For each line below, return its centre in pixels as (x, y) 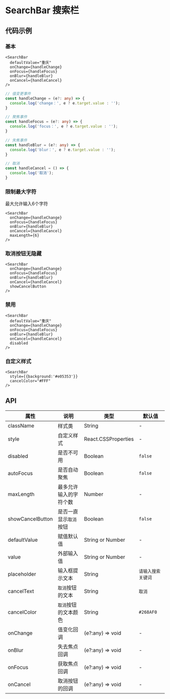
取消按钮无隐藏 (24, 254)
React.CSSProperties (109, 439)
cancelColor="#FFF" (30, 381)
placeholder (22, 574)
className (21, 426)
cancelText (21, 591)
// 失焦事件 (16, 140)
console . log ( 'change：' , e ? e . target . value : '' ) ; (65, 103)
